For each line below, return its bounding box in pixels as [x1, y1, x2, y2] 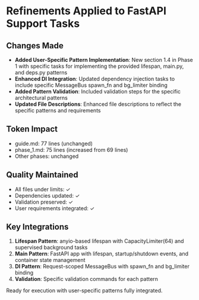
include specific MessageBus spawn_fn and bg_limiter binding [14, 82, 168, 89]
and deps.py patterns [14, 69, 68, 76]
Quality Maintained [6, 170, 78, 180]
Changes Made [6, 40, 64, 51]
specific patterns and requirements [14, 107, 101, 114]
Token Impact [6, 124, 58, 135]
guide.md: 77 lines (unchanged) [14, 140, 93, 147]
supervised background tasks [14, 244, 88, 251]
